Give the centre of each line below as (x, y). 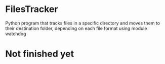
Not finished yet (40, 54)
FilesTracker (32, 9)
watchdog (16, 33)
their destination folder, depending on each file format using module (76, 28)
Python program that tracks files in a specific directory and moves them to (83, 23)
